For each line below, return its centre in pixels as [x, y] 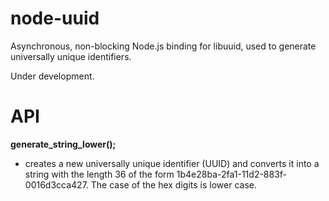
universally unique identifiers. [71, 56]
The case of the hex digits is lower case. [173, 184]
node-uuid [55, 18]
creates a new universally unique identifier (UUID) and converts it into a [172, 163]
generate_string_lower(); [63, 144]
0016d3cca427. [56, 184]
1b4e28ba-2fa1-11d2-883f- [232, 174]
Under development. [52, 76]
